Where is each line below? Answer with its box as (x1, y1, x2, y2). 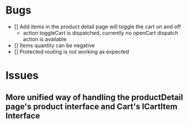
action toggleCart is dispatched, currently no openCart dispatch (22, 29, 178, 36)
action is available (22, 35, 67, 42)
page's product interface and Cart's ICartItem (5, 101, 178, 111)
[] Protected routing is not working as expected (14, 48, 129, 55)
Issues (5, 69, 39, 83)
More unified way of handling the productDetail (5, 92, 184, 102)
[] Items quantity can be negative (14, 42, 95, 49)
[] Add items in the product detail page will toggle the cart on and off (14, 23, 181, 30)
